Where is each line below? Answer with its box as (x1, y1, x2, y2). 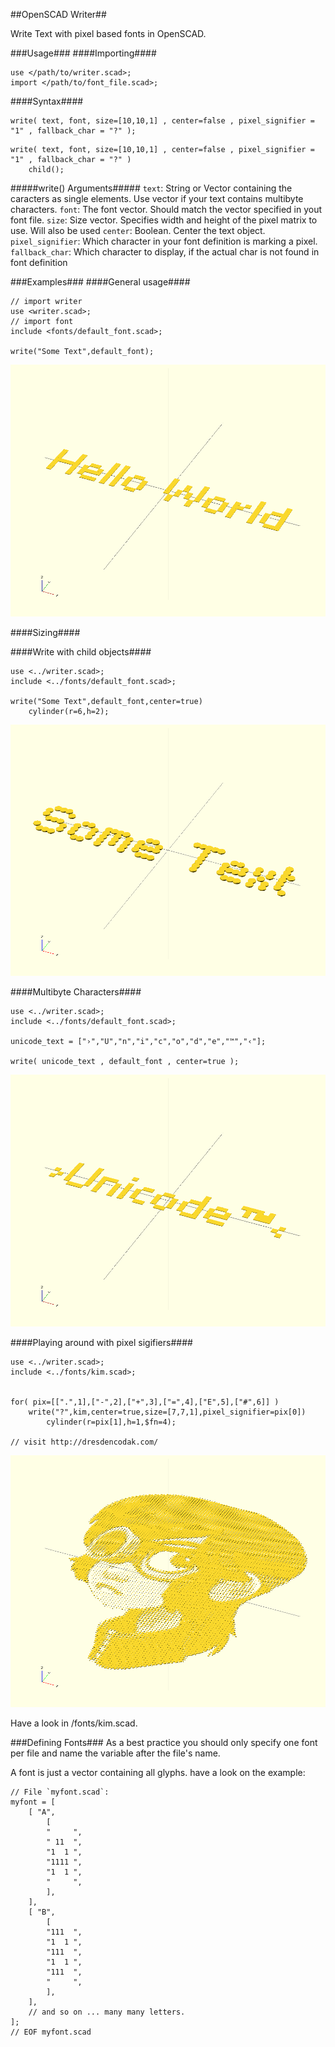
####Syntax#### (10, 95, 84, 107)
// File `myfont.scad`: (10, 1787, 110, 1797)
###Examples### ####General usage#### (10, 276, 191, 288)
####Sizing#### (10, 626, 81, 638)
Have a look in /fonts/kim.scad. (10, 1717, 138, 1729)
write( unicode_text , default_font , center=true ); (10, 1057, 240, 1067)
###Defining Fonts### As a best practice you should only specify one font (10, 1736, 318, 1748)
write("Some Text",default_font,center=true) (10, 696, 203, 706)
